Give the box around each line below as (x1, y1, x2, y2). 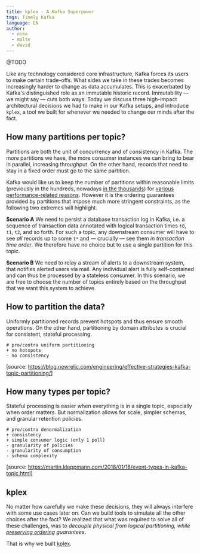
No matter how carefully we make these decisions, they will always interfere (6, 503, 193, 511)
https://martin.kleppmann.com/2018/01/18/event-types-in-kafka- (27, 463, 188, 470)
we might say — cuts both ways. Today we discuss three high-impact (6, 95, 177, 102)
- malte (11, 37, 31, 42)
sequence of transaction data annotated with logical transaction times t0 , (6, 222, 187, 229)
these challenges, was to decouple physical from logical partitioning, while (6, 522, 190, 530)
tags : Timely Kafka (6, 14, 55, 20)
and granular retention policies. (6, 415, 83, 423)
